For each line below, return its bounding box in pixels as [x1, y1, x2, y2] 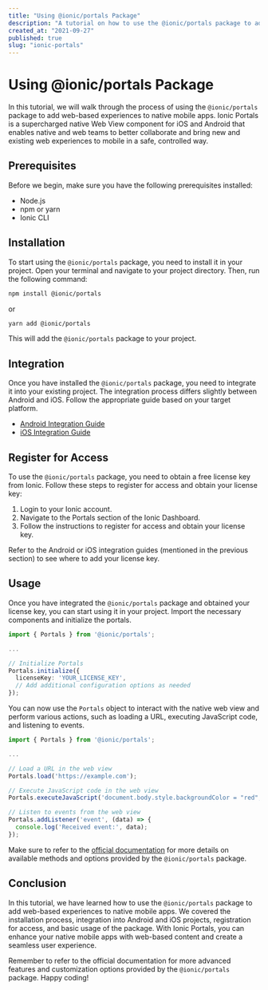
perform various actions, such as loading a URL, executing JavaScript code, [8, 712, 258, 721]
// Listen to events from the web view [8, 808, 141, 817]
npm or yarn [19, 204, 61, 214]
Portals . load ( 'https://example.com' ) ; [8, 772, 137, 780]
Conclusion [8, 877, 67, 890]
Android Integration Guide [19, 419, 105, 429]
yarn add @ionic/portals [8, 319, 91, 327]
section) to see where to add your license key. [8, 554, 160, 564]
